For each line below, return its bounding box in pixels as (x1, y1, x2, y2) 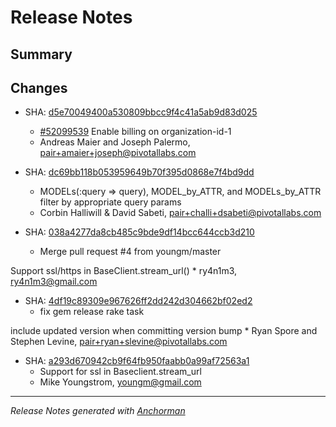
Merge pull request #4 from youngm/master (39, 246, 222, 258)
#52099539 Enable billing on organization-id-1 (39, 126, 232, 138)
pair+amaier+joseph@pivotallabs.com (39, 147, 197, 159)
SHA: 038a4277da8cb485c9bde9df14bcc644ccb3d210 (24, 226, 255, 238)
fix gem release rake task (39, 306, 145, 318)
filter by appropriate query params (39, 196, 182, 208)
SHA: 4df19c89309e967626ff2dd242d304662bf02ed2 (24, 295, 253, 307)
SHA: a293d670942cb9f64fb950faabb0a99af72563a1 (24, 355, 250, 367)
